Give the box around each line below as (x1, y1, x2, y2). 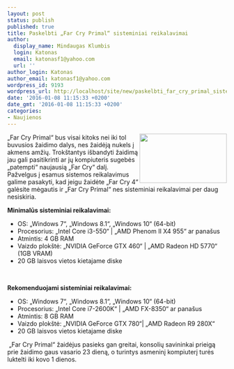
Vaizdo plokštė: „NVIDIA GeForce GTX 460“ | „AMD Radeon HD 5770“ (17, 241, 218, 250)
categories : (7, 107, 42, 114)
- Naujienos (7, 114, 42, 121)
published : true (7, 23, 54, 30)
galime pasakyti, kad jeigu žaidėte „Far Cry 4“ (7, 177, 139, 186)
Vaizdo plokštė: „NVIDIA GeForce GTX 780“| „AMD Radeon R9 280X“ (17, 319, 215, 328)
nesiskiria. (7, 193, 37, 201)
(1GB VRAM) (17, 249, 54, 257)
